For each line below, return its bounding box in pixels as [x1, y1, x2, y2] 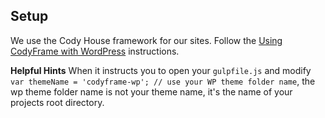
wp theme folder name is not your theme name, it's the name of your [10, 85, 293, 98]
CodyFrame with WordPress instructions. [10, 45, 180, 57]
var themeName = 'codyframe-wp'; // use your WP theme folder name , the [10, 75, 316, 87]
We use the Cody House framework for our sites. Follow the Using [10, 34, 283, 46]
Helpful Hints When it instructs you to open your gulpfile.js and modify [10, 64, 312, 76]
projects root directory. [10, 96, 105, 108]
